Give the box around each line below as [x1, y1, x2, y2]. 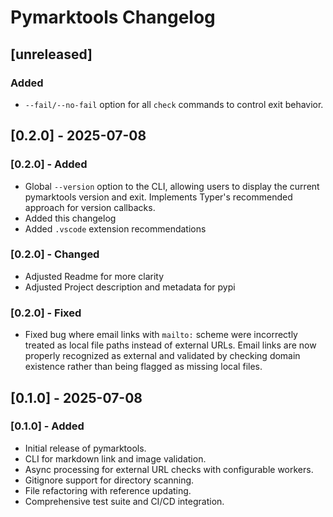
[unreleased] [10, 46, 93, 63]
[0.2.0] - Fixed [10, 306, 82, 320]
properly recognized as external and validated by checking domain [24, 350, 301, 362]
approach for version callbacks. [24, 201, 156, 213]
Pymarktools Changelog [10, 6, 216, 29]
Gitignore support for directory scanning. [24, 474, 195, 486]
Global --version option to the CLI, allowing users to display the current [24, 180, 320, 192]
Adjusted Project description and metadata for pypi [24, 281, 236, 293]
